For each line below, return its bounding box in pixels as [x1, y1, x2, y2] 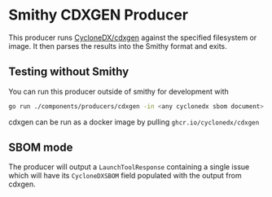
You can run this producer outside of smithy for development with [8, 86, 230, 96]
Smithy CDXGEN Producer [8, 6, 189, 24]
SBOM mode [8, 141, 73, 155]
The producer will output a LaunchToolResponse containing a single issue [8, 162, 250, 172]
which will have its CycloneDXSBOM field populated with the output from [8, 171, 242, 181]
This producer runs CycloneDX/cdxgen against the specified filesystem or [8, 33, 257, 42]
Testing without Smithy [8, 65, 129, 79]
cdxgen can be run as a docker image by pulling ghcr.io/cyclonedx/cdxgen [8, 116, 260, 127]
